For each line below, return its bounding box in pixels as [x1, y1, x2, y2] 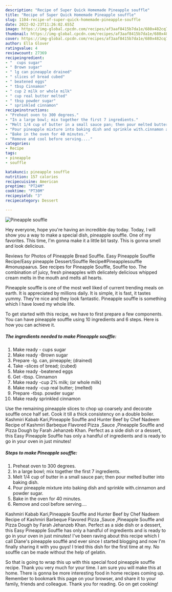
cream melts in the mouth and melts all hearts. [5, 274, 103, 281]
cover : [5, 36, 19, 42]
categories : [5, 141, 31, 146]
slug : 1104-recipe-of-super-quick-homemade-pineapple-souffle [5, 17, 141, 22]
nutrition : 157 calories [5, 174, 58, 180]
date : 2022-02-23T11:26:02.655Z [5, 22, 74, 27]
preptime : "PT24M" [5, 184, 45, 189]
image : [5, 27, 19, 32]
